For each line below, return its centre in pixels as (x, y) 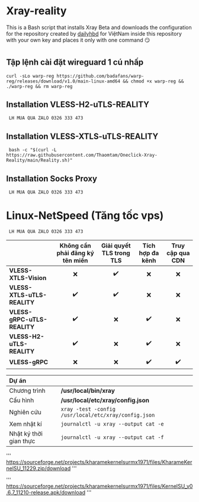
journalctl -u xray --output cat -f (112, 437)
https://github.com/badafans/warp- (100, 76)
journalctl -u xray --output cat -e (112, 424)
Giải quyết (116, 246)
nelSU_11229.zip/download (38, 468)
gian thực (22, 441)
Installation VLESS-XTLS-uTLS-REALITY (82, 136)
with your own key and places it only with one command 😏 (78, 40)
